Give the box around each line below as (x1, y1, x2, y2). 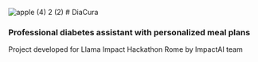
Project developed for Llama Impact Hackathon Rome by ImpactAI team (8, 45, 243, 54)
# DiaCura (64, 8, 99, 16)
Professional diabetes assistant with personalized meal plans (8, 27, 251, 38)
